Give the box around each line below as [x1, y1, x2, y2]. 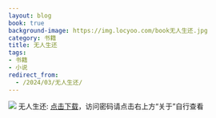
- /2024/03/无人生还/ [15, 78, 82, 86]
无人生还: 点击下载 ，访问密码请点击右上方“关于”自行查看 [18, 101, 204, 111]
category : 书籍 [8, 33, 57, 42]
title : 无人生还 [8, 41, 58, 49]
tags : [8, 49, 26, 57]
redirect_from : [8, 71, 59, 79]
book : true [8, 19, 45, 27]
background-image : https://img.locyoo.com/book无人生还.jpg [8, 26, 208, 34]
